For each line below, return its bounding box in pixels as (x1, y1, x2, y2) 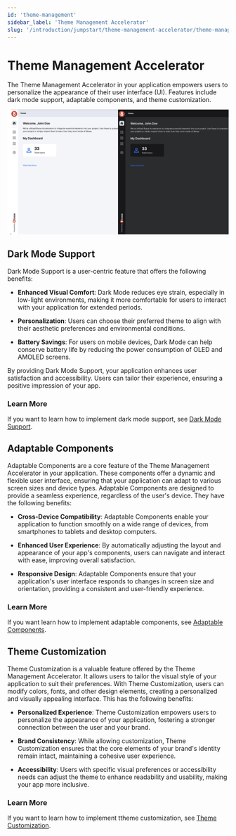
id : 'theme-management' (7, 11, 77, 18)
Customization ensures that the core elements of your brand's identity (17, 744, 221, 752)
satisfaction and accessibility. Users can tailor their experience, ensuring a (7, 374, 223, 382)
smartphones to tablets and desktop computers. (17, 527, 157, 536)
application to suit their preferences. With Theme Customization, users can (7, 679, 225, 688)
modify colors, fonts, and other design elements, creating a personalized (7, 687, 218, 695)
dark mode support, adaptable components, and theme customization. (7, 96, 212, 104)
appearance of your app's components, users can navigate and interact (17, 548, 225, 557)
